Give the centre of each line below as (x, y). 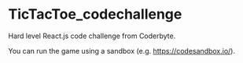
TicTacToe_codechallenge (95, 14)
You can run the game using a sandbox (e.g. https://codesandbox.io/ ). (122, 51)
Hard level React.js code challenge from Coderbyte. (92, 36)
